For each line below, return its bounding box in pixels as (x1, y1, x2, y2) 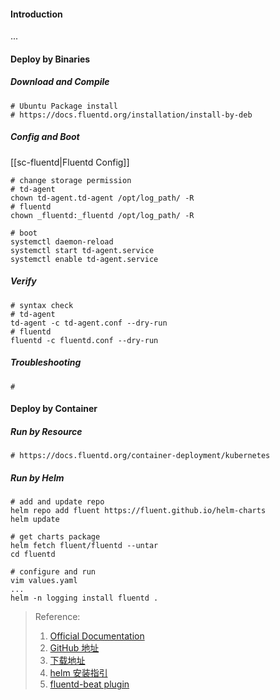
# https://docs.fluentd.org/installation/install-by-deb (10, 110, 253, 120)
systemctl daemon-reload (10, 236, 114, 247)
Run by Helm (10, 471, 65, 484)
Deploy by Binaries (10, 53, 91, 65)
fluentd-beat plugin (49, 678, 130, 690)
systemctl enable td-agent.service (10, 254, 159, 264)
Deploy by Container (10, 403, 98, 415)
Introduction (10, 8, 63, 20)
